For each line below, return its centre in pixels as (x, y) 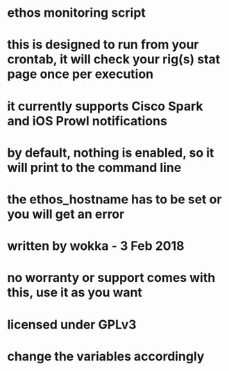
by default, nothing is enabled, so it (111, 153)
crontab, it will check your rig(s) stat (114, 60)
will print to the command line (94, 167)
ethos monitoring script (76, 13)
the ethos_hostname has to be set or (114, 199)
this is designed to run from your (103, 45)
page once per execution (80, 74)
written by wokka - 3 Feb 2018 (96, 246)
